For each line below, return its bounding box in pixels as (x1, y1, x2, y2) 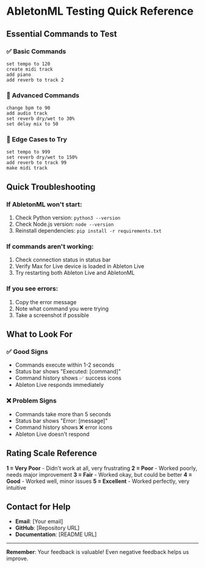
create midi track (6, 66, 53, 72)
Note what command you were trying (15, 305, 109, 312)
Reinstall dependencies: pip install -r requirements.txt (15, 227, 162, 234)
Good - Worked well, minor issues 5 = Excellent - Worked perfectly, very (6, 477, 190, 485)
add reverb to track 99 (6, 160, 67, 166)
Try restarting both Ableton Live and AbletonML (15, 269, 135, 277)
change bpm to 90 (6, 105, 51, 111)
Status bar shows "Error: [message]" (15, 417, 108, 424)
